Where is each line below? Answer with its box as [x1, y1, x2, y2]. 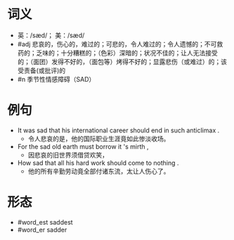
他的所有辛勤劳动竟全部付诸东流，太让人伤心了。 [27, 167, 170, 175]
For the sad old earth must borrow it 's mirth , [17, 142, 149, 151]
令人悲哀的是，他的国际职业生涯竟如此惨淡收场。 [27, 134, 170, 143]
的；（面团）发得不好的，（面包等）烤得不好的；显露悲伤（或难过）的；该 [17, 57, 227, 65]
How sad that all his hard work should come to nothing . [17, 158, 179, 167]
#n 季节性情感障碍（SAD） [17, 75, 96, 83]
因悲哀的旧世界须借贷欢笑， [27, 151, 109, 159]
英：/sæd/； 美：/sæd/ [17, 31, 85, 39]
